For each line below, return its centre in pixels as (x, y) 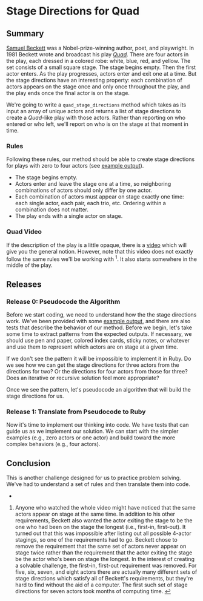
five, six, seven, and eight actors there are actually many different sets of (106, 572)
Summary (25, 34)
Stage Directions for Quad (73, 11)
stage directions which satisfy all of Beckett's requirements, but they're (104, 579)
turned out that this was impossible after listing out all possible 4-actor (103, 533)
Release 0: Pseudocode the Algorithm (63, 301)
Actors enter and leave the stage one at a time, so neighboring (93, 184)
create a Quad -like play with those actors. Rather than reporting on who (96, 117)
